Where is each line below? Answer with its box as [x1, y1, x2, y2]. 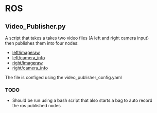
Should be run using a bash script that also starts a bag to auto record [12, 97, 153, 103]
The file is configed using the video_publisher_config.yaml [5, 75, 122, 80]
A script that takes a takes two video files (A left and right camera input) [5, 35, 149, 41]
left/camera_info [12, 55, 45, 61]
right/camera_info [12, 65, 48, 71]
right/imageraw [12, 60, 43, 65]
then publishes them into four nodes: [5, 40, 79, 46]
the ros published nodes [12, 103, 61, 109]
